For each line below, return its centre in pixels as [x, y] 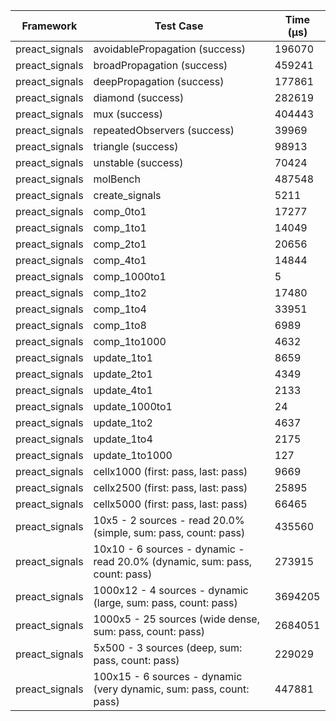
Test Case [179, 26]
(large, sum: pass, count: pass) [165, 602]
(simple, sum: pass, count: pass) [169, 532]
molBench [117, 179]
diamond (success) [139, 97]
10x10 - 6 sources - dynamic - [169, 549]
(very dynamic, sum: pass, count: [171, 689]
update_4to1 [123, 390]
